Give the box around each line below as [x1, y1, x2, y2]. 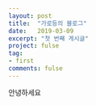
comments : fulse [8, 65, 63, 73]
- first [8, 57, 35, 65]
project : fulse [8, 42, 60, 50]
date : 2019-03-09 [8, 27, 74, 35]
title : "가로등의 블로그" [8, 19, 87, 27]
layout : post [8, 11, 52, 20]
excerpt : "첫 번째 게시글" [8, 34, 89, 43]
